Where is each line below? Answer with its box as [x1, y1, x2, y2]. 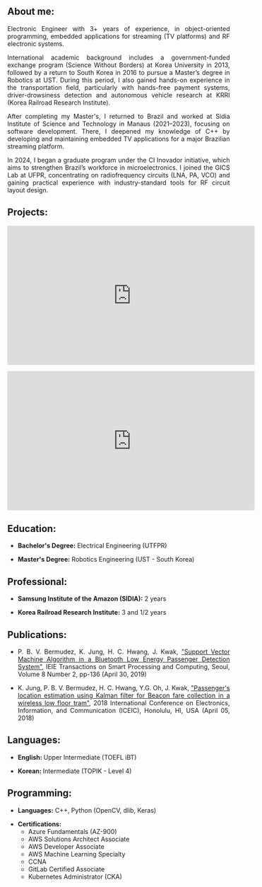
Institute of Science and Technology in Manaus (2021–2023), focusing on [7, 120, 230, 128]
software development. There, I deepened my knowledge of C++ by [7, 127, 230, 135]
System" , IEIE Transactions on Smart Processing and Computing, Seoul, [17, 663, 230, 671]
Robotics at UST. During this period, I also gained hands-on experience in [7, 76, 230, 84]
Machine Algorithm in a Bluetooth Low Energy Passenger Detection [17, 655, 230, 663]
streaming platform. [7, 141, 65, 151]
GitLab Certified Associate [28, 864, 105, 873]
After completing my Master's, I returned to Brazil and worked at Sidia [7, 112, 230, 120]
